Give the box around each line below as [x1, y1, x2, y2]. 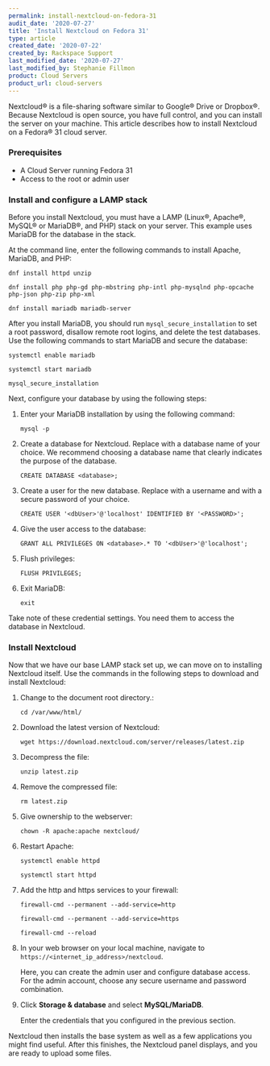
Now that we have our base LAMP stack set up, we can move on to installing [8, 660, 263, 670]
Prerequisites [8, 147, 62, 158]
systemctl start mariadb [8, 366, 92, 374]
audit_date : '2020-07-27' [8, 19, 95, 27]
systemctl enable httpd [19, 857, 101, 865]
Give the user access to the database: [19, 525, 147, 534]
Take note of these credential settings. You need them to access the [8, 613, 235, 623]
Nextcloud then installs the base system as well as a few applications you [8, 1031, 252, 1041]
